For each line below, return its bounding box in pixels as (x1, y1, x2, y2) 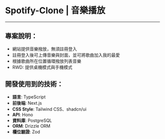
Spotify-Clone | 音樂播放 (5, 5, 106, 16)
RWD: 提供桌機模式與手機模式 (12, 64, 73, 70)
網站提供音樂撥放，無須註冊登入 (12, 46, 77, 52)
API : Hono (12, 112, 33, 117)
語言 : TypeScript (12, 94, 46, 100)
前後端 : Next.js (12, 100, 42, 106)
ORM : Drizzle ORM (12, 123, 51, 129)
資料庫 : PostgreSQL (12, 117, 53, 123)
